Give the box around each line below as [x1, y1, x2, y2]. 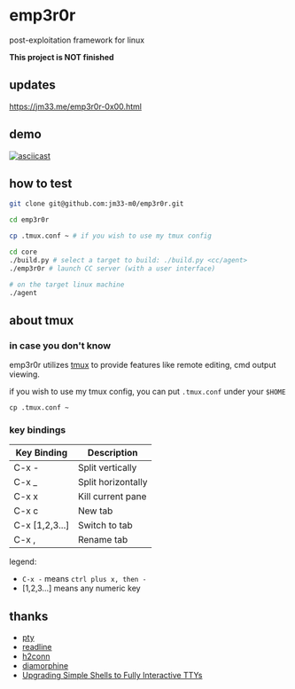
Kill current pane [78, 490, 147, 503]
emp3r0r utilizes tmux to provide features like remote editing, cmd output [9, 360, 276, 371]
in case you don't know [9, 339, 112, 351]
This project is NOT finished [9, 51, 114, 62]
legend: [9, 556, 37, 568]
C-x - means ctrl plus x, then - [21, 574, 147, 584]
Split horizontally [78, 476, 148, 489]
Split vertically [78, 462, 137, 474]
